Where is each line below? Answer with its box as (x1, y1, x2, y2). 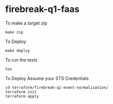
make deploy (5, 48, 30, 53)
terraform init (5, 89, 37, 94)
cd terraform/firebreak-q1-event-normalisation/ (5, 85, 108, 90)
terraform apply (5, 93, 39, 98)
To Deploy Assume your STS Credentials (5, 75, 89, 81)
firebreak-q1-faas (5, 3, 80, 15)
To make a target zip (5, 20, 47, 26)
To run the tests (5, 56, 37, 63)
